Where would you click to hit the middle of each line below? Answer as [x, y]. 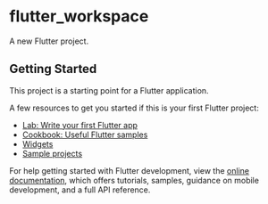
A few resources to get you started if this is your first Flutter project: [134, 108]
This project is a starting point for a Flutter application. [109, 90]
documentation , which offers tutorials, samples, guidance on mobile [134, 180]
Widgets [38, 143]
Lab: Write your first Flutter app [80, 125]
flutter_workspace [79, 16]
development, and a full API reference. [80, 190]
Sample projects [52, 153]
